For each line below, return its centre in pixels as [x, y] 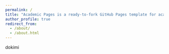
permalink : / [19, 10]
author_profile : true [28, 19]
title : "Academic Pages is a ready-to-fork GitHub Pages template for [81, 14]
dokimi [12, 47]
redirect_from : [21, 24]
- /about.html [24, 33]
